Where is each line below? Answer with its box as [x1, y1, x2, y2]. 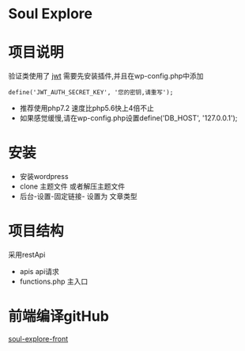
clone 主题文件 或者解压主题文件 [19, 181, 125, 191]
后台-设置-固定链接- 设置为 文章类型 [19, 192, 138, 201]
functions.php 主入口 [19, 277, 89, 286]
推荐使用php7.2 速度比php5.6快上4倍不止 [19, 104, 154, 113]
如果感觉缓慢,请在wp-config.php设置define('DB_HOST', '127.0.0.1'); [19, 113, 238, 123]
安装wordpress [19, 172, 69, 181]
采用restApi [8, 250, 46, 259]
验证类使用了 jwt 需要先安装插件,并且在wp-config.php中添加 [8, 71, 204, 81]
